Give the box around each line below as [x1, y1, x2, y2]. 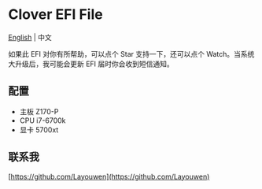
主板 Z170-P [19, 106, 59, 116]
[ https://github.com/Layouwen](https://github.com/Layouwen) [8, 172, 210, 181]
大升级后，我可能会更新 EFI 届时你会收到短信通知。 [8, 59, 175, 69]
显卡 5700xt [19, 124, 59, 135]
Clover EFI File [8, 6, 104, 24]
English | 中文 [8, 32, 53, 42]
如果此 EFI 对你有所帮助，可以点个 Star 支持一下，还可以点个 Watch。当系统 [8, 49, 255, 58]
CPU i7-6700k [19, 116, 66, 125]
